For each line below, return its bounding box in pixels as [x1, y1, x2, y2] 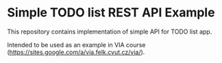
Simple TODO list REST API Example [7, 5, 215, 21]
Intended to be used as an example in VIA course [7, 40, 146, 49]
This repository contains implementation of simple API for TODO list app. [7, 27, 212, 36]
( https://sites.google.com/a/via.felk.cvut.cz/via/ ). [7, 48, 145, 56]
